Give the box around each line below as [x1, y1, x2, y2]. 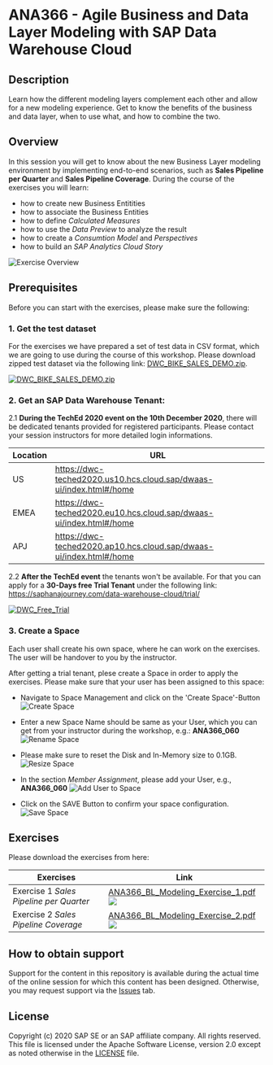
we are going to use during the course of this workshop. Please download [8, 350, 256, 360]
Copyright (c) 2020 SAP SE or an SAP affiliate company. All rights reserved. [8, 1031, 262, 1041]
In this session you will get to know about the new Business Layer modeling [8, 156, 262, 166]
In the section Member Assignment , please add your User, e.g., [19, 775, 232, 784]
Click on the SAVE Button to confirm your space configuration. [19, 799, 229, 809]
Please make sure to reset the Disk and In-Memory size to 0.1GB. [19, 750, 237, 760]
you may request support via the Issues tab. [8, 986, 156, 996]
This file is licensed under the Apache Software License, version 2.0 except [8, 1039, 262, 1049]
